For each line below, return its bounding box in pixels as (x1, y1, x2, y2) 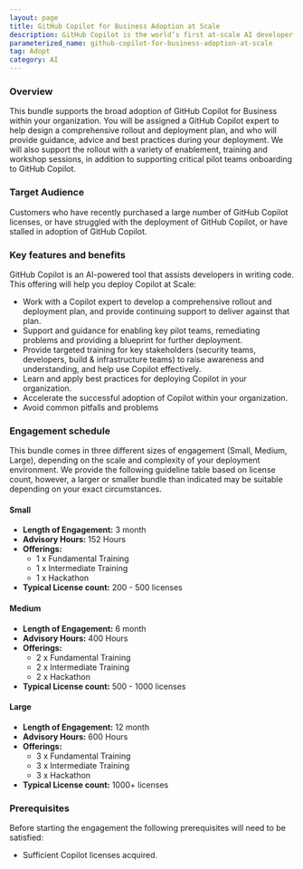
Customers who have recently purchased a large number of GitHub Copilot (9, 206, 289, 217)
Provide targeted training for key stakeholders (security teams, (22, 344, 256, 355)
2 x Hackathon (35, 671, 90, 682)
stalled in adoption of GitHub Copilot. (9, 225, 147, 236)
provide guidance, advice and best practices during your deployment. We (9, 135, 284, 146)
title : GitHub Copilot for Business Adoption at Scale (9, 22, 221, 31)
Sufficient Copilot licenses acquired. (22, 850, 158, 861)
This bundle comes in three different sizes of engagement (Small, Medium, (9, 445, 288, 456)
